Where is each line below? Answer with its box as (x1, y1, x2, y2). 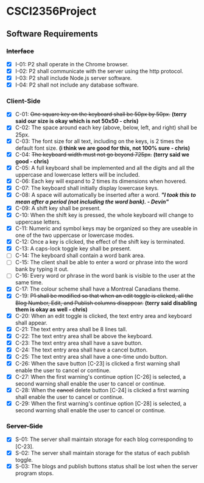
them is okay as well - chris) (15, 306, 88, 313)
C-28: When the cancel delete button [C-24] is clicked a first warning (15, 387, 189, 394)
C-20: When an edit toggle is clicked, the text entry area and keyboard (15, 312, 192, 319)
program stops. (15, 469, 54, 476)
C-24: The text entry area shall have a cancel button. (15, 346, 148, 353)
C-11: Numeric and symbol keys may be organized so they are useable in (15, 225, 198, 232)
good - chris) (15, 157, 49, 165)
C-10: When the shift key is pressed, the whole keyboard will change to (15, 211, 194, 219)
